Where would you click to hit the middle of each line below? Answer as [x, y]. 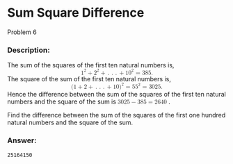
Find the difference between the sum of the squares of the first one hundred [116, 115]
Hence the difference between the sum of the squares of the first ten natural [116, 95]
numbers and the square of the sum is [62, 101]
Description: [29, 50]
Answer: [22, 140]
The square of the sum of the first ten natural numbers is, [89, 79]
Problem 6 [22, 32]
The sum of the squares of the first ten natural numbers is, [91, 65]
